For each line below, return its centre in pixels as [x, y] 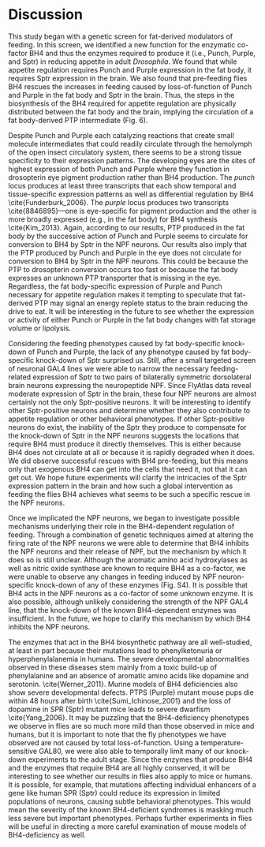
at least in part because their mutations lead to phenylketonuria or [115, 650]
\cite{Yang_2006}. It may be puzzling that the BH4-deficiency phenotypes [129, 717]
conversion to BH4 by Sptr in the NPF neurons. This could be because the [128, 261]
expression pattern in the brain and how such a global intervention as [121, 486]
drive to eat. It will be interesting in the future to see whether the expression [131, 311]
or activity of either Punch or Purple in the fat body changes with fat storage [132, 319]
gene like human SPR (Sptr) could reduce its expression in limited [114, 793]
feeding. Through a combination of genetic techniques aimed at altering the [131, 535]
